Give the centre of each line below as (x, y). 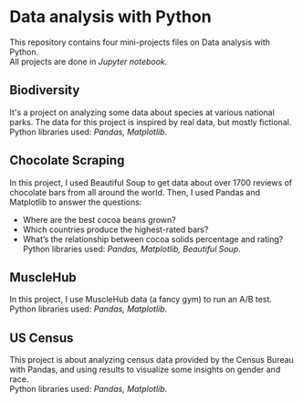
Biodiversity (45, 90)
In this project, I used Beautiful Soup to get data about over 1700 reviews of (151, 182)
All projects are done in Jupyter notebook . (89, 61)
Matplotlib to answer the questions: (76, 202)
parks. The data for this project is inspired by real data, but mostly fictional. (151, 122)
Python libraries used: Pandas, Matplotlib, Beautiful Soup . (132, 249)
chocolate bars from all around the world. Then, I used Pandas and (135, 192)
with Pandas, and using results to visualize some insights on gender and (145, 370)
